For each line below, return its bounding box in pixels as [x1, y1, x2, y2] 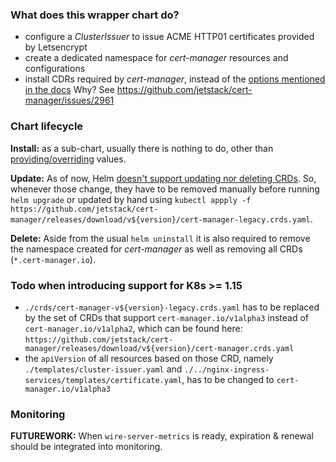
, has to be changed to [181, 373, 275, 385]
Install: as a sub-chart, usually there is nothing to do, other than [10, 142, 274, 154]
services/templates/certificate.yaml [24, 375, 183, 385]
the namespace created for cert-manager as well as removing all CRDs [10, 243, 303, 255]
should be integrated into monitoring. [10, 441, 163, 453]
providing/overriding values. [10, 153, 127, 165]
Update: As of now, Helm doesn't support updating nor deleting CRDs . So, [10, 172, 317, 184]
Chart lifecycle [10, 119, 84, 133]
